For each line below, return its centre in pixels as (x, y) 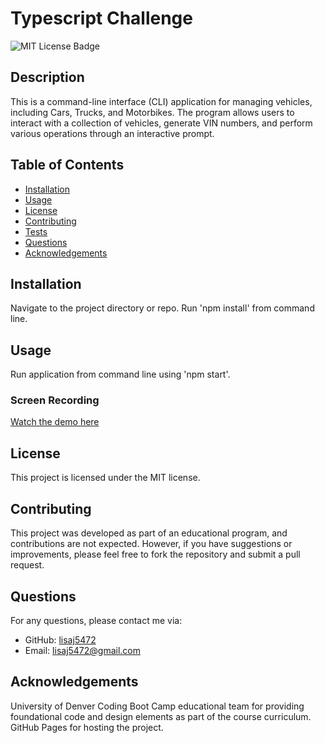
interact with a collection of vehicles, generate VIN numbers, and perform (161, 123)
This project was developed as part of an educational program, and (149, 533)
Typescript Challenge (101, 18)
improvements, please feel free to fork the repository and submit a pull (155, 554)
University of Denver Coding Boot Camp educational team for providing (157, 706)
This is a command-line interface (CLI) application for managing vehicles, (161, 101)
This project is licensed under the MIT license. (105, 478)
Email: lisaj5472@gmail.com (83, 650)
